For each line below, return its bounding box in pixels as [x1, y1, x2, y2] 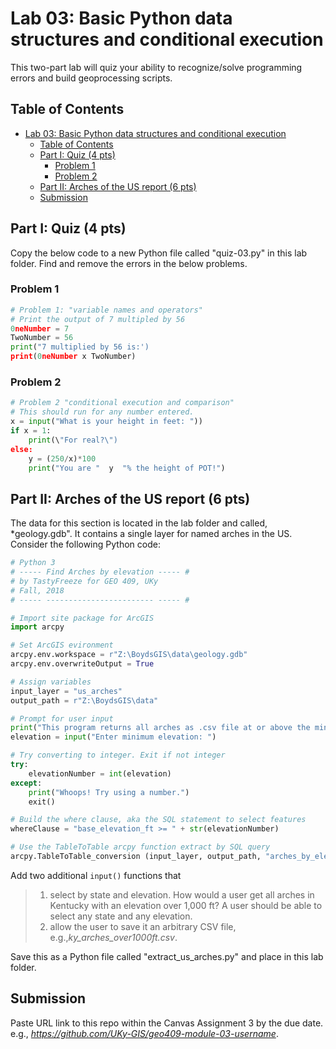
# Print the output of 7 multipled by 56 [10, 314, 186, 324]
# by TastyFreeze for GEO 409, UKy [10, 576, 159, 586]
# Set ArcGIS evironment [10, 640, 114, 651]
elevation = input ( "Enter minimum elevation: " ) [10, 732, 217, 742]
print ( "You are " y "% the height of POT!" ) [28, 463, 226, 473]
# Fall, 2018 [10, 585, 65, 596]
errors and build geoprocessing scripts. [10, 72, 173, 84]
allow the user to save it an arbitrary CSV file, [49, 920, 237, 932]
